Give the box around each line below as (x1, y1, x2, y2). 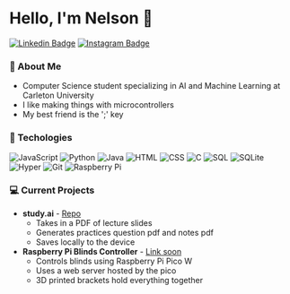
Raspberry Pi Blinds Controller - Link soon (22, 246, 182, 256)
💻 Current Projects (9, 184, 95, 196)
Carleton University (22, 90, 94, 101)
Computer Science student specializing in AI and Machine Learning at (22, 81, 281, 91)
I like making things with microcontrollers (22, 99, 175, 110)
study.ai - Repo (22, 208, 82, 219)
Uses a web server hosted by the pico (35, 264, 177, 276)
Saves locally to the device (35, 237, 136, 247)
